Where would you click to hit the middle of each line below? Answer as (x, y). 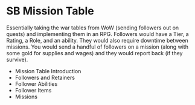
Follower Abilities (36, 84)
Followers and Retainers (45, 77)
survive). (17, 59)
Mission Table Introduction (48, 71)
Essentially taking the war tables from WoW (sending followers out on (93, 28)
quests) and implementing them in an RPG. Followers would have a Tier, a (97, 34)
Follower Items (33, 90)
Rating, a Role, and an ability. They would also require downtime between (97, 40)
